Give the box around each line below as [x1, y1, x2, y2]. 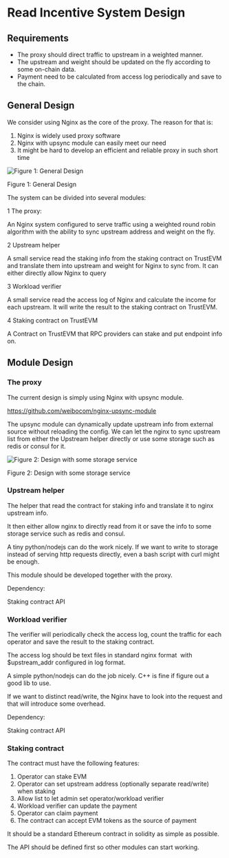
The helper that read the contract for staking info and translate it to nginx [7, 501, 214, 509]
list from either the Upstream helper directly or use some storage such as [7, 434, 215, 442]
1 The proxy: [7, 207, 43, 215]
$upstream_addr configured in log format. [7, 658, 126, 666]
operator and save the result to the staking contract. [7, 637, 155, 646]
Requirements [7, 32, 69, 44]
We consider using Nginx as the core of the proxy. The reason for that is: [7, 118, 213, 126]
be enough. [7, 557, 40, 566]
